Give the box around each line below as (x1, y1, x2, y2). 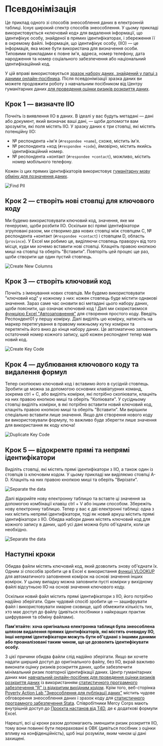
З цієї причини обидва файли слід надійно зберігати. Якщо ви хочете (5, 653, 148, 659)
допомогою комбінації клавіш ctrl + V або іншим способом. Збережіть (5, 501, 152, 506)
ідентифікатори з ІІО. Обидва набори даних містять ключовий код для (5, 516, 151, 522)
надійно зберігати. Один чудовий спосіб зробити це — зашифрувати (5, 598, 147, 604)
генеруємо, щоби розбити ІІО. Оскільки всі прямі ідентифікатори (5, 223, 140, 229)
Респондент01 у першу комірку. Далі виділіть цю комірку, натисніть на (5, 316, 153, 322)
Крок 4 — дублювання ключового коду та (5, 360, 139, 368)
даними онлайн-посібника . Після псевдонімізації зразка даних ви (5, 76, 142, 81)
